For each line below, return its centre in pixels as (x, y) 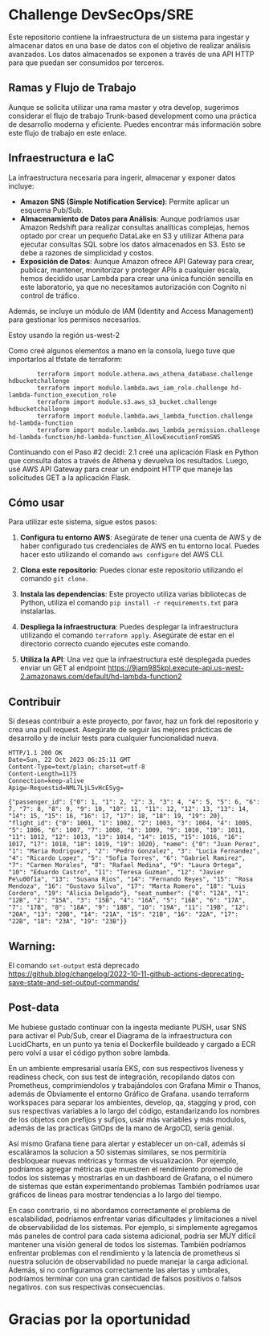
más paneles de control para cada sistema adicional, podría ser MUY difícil (132, 1236)
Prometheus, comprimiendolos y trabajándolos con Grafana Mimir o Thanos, (134, 1085)
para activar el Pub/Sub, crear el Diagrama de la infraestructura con (120, 1035)
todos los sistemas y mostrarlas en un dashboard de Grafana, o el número (130, 1177)
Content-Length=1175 (43, 774)
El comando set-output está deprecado (74, 965)
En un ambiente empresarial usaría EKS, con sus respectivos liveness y (126, 1068)
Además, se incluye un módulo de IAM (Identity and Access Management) (131, 311)
